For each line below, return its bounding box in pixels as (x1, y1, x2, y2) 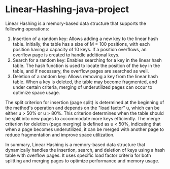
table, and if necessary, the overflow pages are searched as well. (12, 67, 149, 74)
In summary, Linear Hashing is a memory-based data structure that (5, 141, 146, 148)
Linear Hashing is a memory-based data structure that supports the (5, 20, 146, 26)
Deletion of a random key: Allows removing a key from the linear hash (12, 73, 158, 79)
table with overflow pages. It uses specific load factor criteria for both (5, 152, 151, 158)
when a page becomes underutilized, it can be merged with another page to (5, 126, 164, 132)
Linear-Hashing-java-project (5, 4, 129, 15)
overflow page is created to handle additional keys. (12, 52, 120, 58)
